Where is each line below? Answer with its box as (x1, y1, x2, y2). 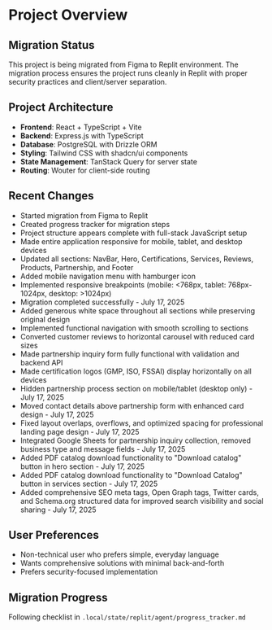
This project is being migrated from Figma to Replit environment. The (8, 59, 239, 69)
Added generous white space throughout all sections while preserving (19, 305, 256, 315)
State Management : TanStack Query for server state (19, 156, 197, 166)
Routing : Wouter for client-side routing (19, 165, 150, 175)
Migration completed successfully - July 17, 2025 (19, 297, 185, 307)
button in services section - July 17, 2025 (19, 479, 158, 488)
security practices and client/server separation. (8, 77, 167, 86)
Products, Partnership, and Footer (19, 262, 134, 272)
